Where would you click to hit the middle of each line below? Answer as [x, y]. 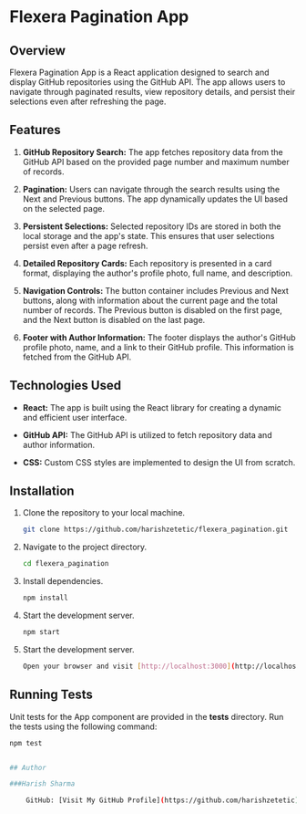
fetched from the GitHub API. [77, 357]
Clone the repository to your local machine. [103, 513]
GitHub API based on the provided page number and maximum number [156, 162]
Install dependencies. [63, 581]
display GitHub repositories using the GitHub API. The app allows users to [148, 82]
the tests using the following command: [83, 726]
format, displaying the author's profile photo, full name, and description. [158, 273]
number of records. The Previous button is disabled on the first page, [152, 310]
